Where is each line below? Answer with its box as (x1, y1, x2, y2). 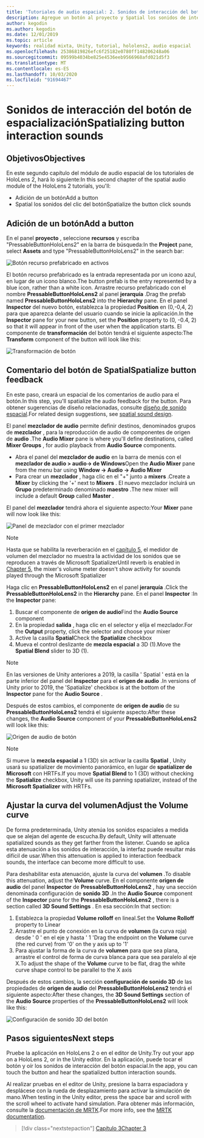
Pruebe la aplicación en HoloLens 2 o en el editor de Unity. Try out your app (6, 1049, 194, 1057)
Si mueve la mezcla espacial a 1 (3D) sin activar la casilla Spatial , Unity (6, 757, 186, 764)
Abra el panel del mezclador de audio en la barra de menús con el (15, 453, 182, 461)
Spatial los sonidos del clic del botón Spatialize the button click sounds (15, 200, 191, 208)
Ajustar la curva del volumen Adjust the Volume (6, 800, 189, 811)
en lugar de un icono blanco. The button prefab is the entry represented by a (6, 277, 197, 284)
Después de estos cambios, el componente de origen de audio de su (6, 702, 180, 709)
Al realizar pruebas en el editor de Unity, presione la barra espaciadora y (6, 1081, 188, 1088)
